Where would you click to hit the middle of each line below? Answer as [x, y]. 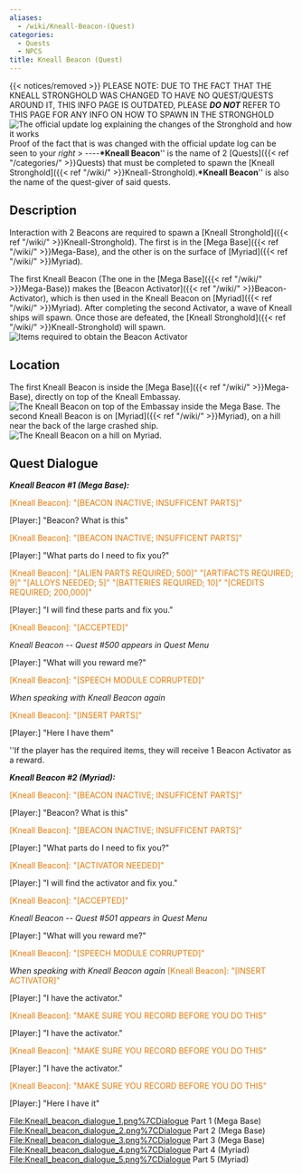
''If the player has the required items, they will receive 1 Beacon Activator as [151, 751]
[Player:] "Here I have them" [62, 733]
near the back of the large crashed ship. [84, 425]
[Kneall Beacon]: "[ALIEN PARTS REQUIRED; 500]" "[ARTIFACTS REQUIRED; [151, 573]
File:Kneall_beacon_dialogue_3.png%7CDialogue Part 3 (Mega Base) [137, 1140]
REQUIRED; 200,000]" [51, 592]
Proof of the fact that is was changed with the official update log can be [143, 143]
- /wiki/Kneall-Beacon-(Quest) [76, 26]
